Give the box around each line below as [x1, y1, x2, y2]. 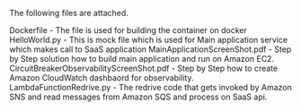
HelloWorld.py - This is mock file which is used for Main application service [9, 35, 288, 45]
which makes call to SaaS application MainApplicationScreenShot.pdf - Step [9, 44, 292, 55]
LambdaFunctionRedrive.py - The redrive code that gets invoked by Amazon [9, 82, 292, 92]
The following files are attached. [9, 8, 128, 18]
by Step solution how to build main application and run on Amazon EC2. [9, 54, 275, 64]
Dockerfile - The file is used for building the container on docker [9, 25, 247, 35]
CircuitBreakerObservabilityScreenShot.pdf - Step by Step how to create [9, 63, 279, 73]
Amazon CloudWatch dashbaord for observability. [9, 73, 194, 83]
